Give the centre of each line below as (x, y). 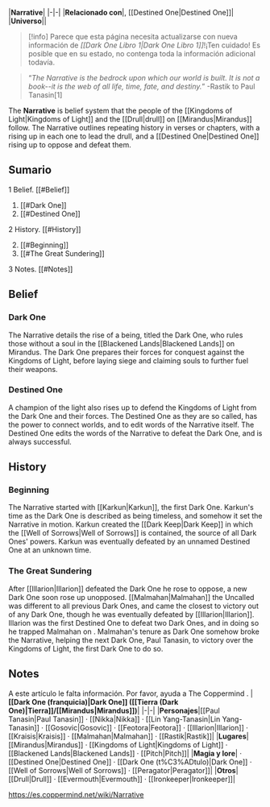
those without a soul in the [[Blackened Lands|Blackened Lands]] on (122, 343)
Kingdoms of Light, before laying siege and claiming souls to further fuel (128, 360)
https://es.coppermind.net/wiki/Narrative (76, 794)
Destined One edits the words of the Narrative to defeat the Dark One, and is (135, 433)
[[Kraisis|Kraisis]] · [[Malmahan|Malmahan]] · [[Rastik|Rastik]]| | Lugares (128, 736)
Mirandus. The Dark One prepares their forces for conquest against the (127, 352)
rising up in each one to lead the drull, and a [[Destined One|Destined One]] (134, 136)
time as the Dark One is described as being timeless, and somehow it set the (135, 516)
